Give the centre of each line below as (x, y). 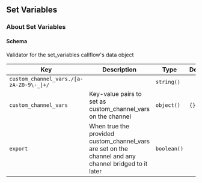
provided (102, 133)
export (19, 148)
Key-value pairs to (116, 94)
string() (168, 82)
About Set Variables (36, 27)
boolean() (170, 148)
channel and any (113, 156)
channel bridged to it (118, 163)
